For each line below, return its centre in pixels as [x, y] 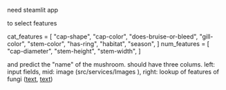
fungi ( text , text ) [30, 79]
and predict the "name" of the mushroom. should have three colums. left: [111, 64]
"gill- [206, 36]
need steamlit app [33, 10]
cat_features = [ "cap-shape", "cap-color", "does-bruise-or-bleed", [103, 36]
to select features [32, 23]
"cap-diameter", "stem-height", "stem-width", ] [74, 51]
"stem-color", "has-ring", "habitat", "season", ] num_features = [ [118, 44]
